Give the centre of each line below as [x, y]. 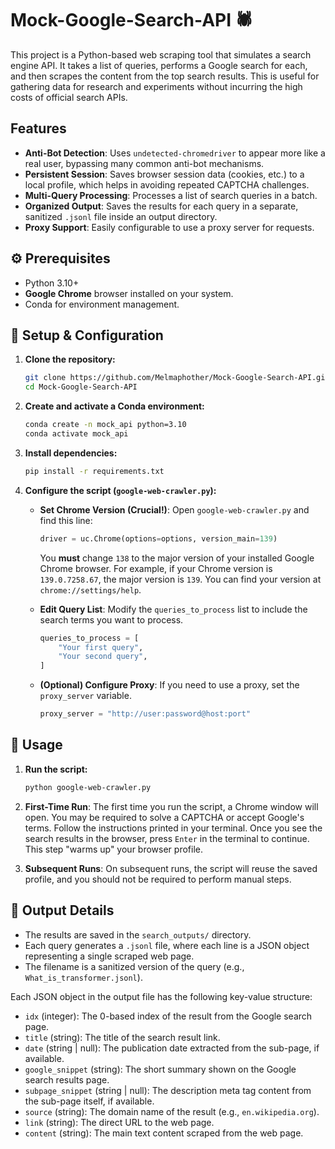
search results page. [67, 1079]
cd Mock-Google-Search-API [81, 387]
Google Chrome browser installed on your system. [129, 293]
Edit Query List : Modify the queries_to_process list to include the [173, 609]
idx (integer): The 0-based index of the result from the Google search [168, 1016]
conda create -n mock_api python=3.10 [105, 425]
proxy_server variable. [85, 696]
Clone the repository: [70, 359]
